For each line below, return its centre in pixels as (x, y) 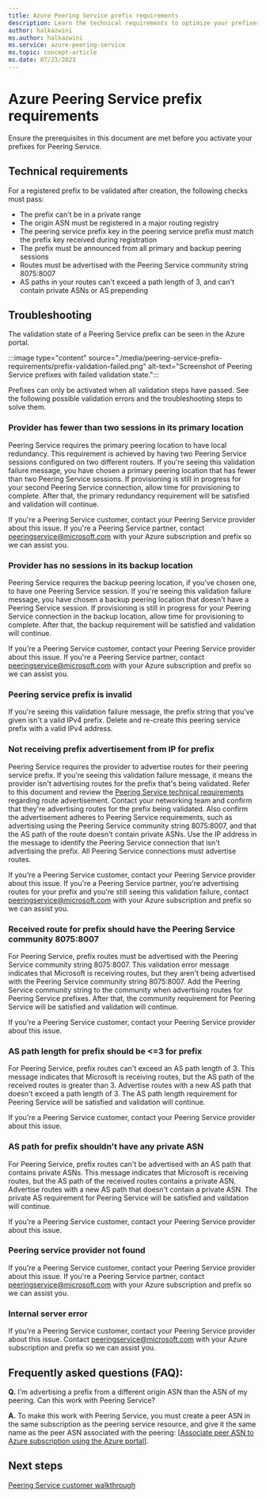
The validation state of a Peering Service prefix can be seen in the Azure (127, 334)
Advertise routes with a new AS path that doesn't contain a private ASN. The (133, 1189)
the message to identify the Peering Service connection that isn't (114, 842)
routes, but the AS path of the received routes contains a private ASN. (122, 1180)
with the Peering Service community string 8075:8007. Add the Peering (124, 981)
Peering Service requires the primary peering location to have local (118, 445)
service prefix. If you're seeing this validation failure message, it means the (131, 775)
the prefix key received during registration (88, 240)
